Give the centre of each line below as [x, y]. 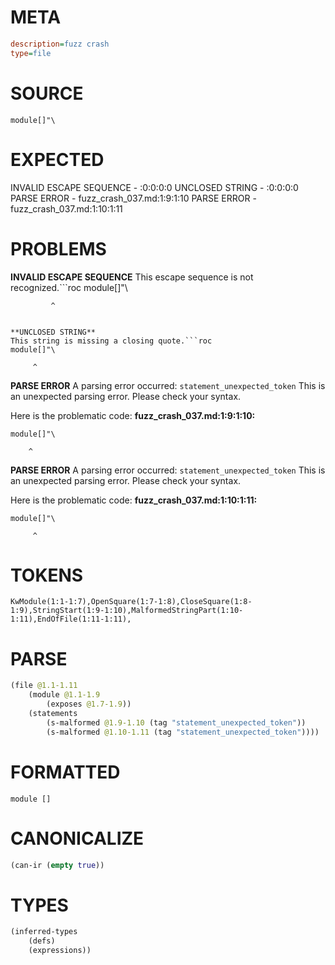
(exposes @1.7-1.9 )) [89, 704]
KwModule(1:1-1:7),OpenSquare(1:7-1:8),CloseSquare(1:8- [131, 602]
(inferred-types [44, 932]
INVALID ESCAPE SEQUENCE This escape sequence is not [132, 277]
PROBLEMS [58, 248]
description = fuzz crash [60, 44]
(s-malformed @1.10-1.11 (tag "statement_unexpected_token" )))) [183, 732]
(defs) [42, 941]
